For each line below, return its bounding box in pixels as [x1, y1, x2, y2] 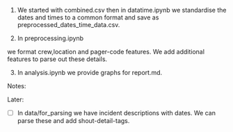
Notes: [7, 82, 26, 90]
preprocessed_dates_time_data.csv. [17, 21, 120, 28]
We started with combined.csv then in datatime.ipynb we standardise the [17, 6, 227, 14]
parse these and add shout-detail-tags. [17, 117, 130, 125]
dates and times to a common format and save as [17, 13, 159, 22]
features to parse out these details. [7, 55, 108, 63]
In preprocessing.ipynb [17, 34, 84, 42]
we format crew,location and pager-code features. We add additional [7, 48, 205, 56]
